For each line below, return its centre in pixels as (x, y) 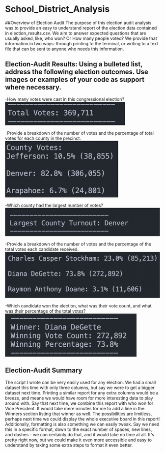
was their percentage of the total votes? (45, 311)
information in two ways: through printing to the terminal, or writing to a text (82, 43)
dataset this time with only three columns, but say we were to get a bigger (80, 388)
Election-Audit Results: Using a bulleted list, (74, 64)
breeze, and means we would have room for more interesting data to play (79, 398)
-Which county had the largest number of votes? (54, 205)
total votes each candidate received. (42, 249)
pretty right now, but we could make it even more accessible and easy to (79, 440)
